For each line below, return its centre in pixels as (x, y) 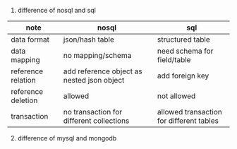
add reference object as (103, 71)
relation (24, 80)
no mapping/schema (97, 55)
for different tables (188, 121)
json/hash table (89, 40)
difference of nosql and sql (57, 10)
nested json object (94, 80)
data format (30, 40)
